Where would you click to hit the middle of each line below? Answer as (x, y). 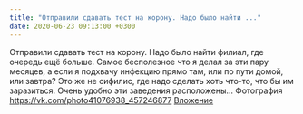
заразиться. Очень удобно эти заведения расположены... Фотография (146, 90)
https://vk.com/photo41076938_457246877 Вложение (112, 100)
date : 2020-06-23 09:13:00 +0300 (73, 26)
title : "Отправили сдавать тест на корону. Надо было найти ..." (135, 18)
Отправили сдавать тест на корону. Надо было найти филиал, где (137, 52)
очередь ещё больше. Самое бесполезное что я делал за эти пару (139, 62)
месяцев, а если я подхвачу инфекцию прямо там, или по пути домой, (147, 71)
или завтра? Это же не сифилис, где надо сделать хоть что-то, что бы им (151, 81)
